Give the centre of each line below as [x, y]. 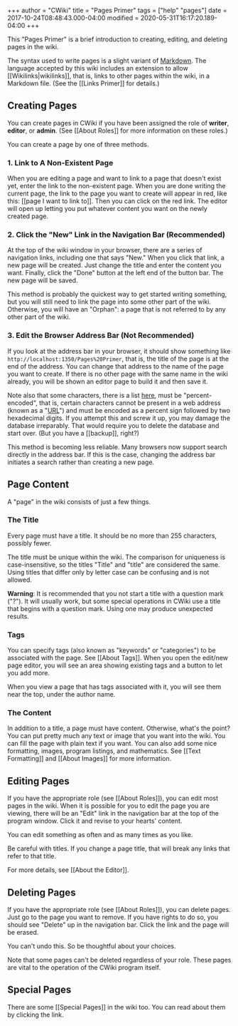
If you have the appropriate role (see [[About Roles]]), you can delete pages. [119, 910]
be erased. [23, 933]
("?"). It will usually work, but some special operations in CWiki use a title [114, 601]
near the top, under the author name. [61, 694]
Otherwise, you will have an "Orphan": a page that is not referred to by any [117, 309]
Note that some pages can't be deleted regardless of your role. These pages [119, 960]
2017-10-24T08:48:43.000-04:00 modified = [73, 18]
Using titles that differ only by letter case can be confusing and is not [108, 572]
